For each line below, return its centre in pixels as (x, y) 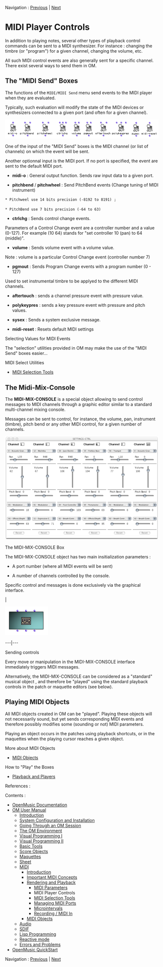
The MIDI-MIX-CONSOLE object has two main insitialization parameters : (78, 557)
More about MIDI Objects (30, 748)
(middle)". (15, 238)
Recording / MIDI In (53, 913)
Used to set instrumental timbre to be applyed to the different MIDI (72, 281)
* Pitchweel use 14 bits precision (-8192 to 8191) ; (61, 200)
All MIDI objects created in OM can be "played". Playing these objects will (79, 714)
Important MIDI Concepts (52, 877)
